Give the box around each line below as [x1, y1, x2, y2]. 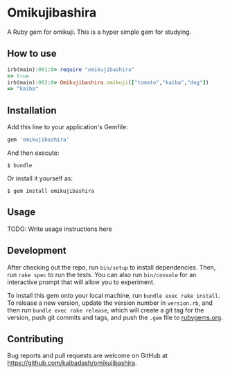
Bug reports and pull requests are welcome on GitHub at [7, 351, 168, 360]
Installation [7, 104, 57, 116]
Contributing [7, 333, 64, 345]
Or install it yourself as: [7, 174, 73, 183]
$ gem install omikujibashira [7, 187, 95, 194]
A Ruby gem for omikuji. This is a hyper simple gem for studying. [7, 28, 192, 36]
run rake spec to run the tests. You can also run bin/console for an [7, 270, 197, 279]
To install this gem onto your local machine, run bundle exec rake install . [7, 291, 220, 299]
